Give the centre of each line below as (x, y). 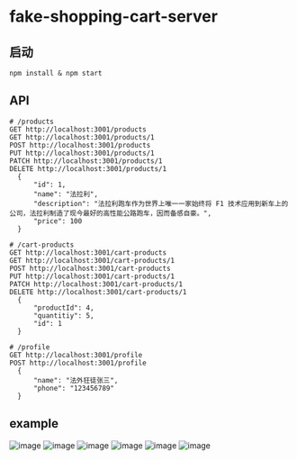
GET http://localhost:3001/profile (76, 355)
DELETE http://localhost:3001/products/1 (88, 168)
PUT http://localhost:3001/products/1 (82, 153)
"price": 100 (58, 221)
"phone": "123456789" (74, 388)
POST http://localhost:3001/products (80, 145)
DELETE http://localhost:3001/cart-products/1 (98, 292)
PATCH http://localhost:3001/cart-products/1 (96, 284)
